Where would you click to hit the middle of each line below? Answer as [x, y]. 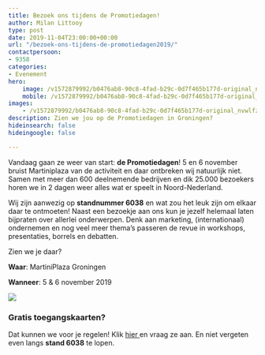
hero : [17, 81]
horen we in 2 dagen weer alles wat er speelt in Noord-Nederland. [116, 187]
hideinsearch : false [42, 125]
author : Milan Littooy [45, 23]
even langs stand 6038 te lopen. [62, 342]
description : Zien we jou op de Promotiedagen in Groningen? [111, 118]
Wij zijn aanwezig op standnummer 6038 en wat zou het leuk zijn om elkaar [132, 203]
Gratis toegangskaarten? [57, 317]
